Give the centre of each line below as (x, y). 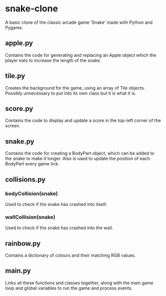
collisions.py (25, 179)
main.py (18, 271)
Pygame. (14, 27)
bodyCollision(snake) (31, 194)
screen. (13, 126)
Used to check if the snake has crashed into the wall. (59, 228)
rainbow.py (23, 243)
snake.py (20, 141)
